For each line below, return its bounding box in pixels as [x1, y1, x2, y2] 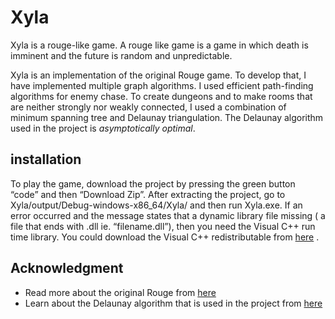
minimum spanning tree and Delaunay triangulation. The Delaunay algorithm [10, 111, 324, 123]
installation [10, 151, 82, 168]
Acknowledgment [10, 260, 124, 277]
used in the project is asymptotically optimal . [10, 122, 196, 134]
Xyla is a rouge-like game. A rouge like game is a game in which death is [10, 39, 309, 51]
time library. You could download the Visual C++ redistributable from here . [10, 231, 320, 243]
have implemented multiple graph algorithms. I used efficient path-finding [10, 79, 314, 91]
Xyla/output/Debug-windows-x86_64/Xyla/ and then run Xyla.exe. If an [10, 199, 303, 211]
